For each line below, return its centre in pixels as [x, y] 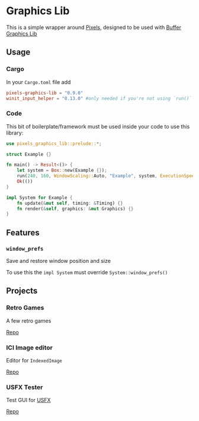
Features [23, 232]
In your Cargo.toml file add [38, 82]
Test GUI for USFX [29, 400]
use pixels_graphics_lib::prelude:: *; [54, 143]
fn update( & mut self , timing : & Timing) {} [70, 203]
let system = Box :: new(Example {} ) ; [62, 171]
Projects [22, 291]
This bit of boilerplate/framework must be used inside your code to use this [98, 126]
